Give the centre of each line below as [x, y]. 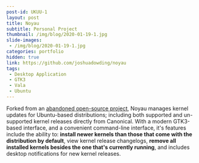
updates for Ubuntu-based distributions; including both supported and [94, 115]
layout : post [23, 18]
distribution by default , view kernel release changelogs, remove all [91, 140]
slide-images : [24, 40]
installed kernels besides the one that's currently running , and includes [98, 147]
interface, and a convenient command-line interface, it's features [105, 128]
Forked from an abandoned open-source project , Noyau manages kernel [97, 108]
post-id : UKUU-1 [27, 12]
